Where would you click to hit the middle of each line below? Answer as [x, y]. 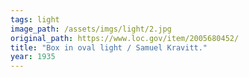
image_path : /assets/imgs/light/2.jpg [91, 29]
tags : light [35, 19]
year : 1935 [33, 57]
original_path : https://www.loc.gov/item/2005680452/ [125, 38]
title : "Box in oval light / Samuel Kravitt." [109, 47]
